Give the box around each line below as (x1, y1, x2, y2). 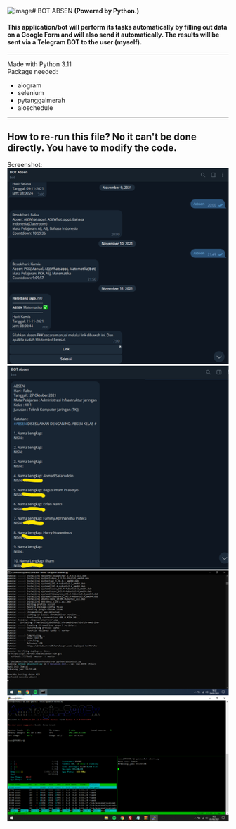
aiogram (17, 81, 42, 90)
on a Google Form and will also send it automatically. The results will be (7, 30, 220, 39)
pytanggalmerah (17, 96, 65, 105)
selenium (17, 89, 44, 97)
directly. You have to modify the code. (7, 142, 177, 154)
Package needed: (7, 68, 58, 76)
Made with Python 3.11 (7, 60, 72, 68)
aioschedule (17, 104, 53, 112)
